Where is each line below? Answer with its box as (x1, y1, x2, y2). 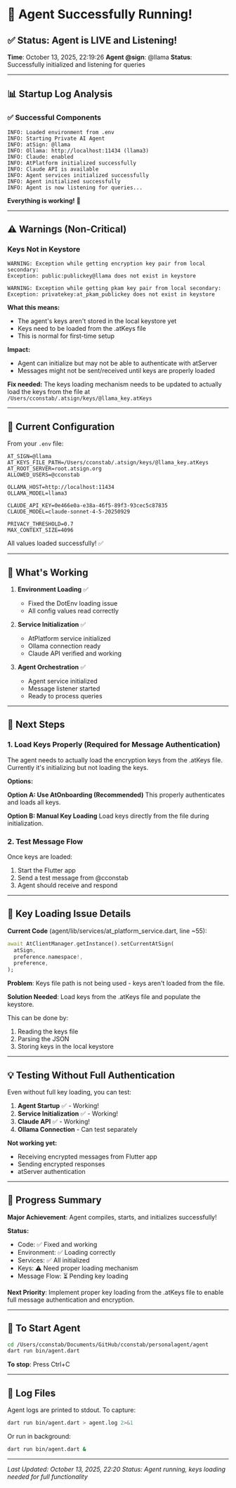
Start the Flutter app (17, 866, 76, 874)
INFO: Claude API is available (7, 165, 99, 173)
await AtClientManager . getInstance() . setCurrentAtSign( (7, 940, 174, 947)
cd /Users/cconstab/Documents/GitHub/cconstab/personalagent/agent (7, 1341, 209, 1348)
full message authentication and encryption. (7, 1296, 135, 1304)
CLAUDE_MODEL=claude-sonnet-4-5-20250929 (7, 509, 131, 516)
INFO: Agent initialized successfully (7, 178, 121, 185)
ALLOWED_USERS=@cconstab (7, 471, 80, 478)
